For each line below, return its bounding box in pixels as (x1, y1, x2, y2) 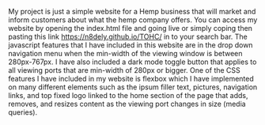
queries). (8, 108, 38, 117)
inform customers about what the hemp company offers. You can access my (8, 15, 258, 25)
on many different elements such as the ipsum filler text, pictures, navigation (8, 82, 258, 92)
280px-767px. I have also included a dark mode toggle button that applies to (8, 57, 257, 66)
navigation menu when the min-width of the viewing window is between (8, 49, 243, 58)
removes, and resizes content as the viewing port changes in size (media (8, 99, 247, 108)
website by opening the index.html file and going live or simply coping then (8, 24, 253, 32)
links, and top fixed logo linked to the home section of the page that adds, (8, 91, 248, 100)
